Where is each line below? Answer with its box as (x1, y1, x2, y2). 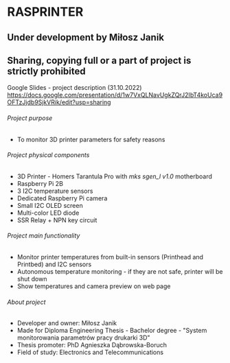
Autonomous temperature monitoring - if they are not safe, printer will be (16, 268, 223, 275)
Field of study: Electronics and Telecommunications (16, 348, 163, 357)
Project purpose (7, 114, 53, 122)
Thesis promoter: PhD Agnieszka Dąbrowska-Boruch (16, 341, 167, 349)
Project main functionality (7, 231, 80, 240)
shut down (16, 275, 47, 283)
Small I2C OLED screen (16, 201, 84, 209)
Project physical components (7, 151, 90, 159)
